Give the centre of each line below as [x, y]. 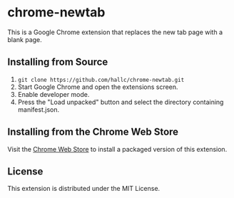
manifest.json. [38, 109]
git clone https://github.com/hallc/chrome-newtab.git [101, 80]
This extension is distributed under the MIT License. [84, 189]
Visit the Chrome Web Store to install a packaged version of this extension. [117, 149]
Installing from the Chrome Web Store [93, 132]
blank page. [25, 39]
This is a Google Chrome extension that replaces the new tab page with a [115, 32]
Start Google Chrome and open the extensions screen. [98, 87]
